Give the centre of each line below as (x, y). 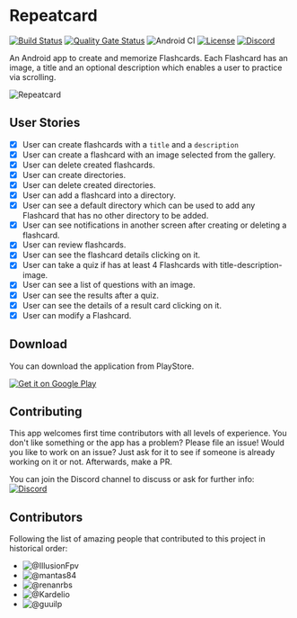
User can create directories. (74, 175)
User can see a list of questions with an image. (109, 285)
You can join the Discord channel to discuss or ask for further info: (132, 479)
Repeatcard (53, 16)
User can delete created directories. (89, 185)
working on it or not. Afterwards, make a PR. (91, 462)
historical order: (39, 549)
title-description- (251, 265)
